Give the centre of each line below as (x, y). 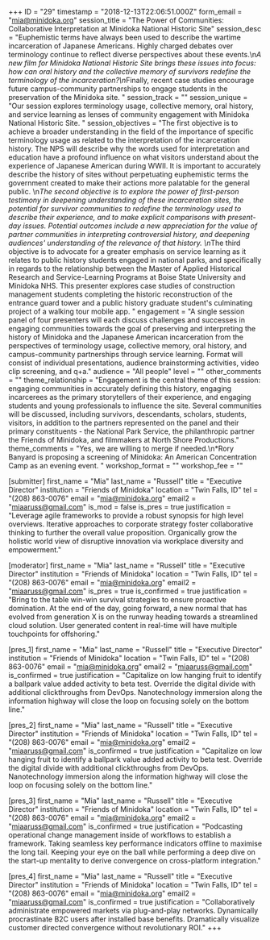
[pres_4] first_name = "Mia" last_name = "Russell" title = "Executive (120, 876)
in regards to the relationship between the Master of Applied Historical (125, 268)
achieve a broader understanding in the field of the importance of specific (131, 131)
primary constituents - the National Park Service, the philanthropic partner (132, 431)
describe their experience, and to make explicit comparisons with (117, 217)
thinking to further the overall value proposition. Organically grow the (123, 532)
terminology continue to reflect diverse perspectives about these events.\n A (135, 54)
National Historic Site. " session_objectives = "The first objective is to (123, 123)
